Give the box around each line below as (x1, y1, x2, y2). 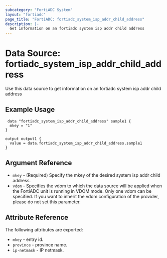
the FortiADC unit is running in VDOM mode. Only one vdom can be (12, 188, 152, 194)
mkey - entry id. (12, 236, 44, 242)
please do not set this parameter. (12, 199, 81, 205)
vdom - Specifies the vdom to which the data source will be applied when (12, 183, 162, 189)
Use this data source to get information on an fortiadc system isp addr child (5, 86, 161, 92)
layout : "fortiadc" (5, 12, 46, 17)
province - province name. (12, 241, 68, 247)
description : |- (5, 21, 39, 27)
